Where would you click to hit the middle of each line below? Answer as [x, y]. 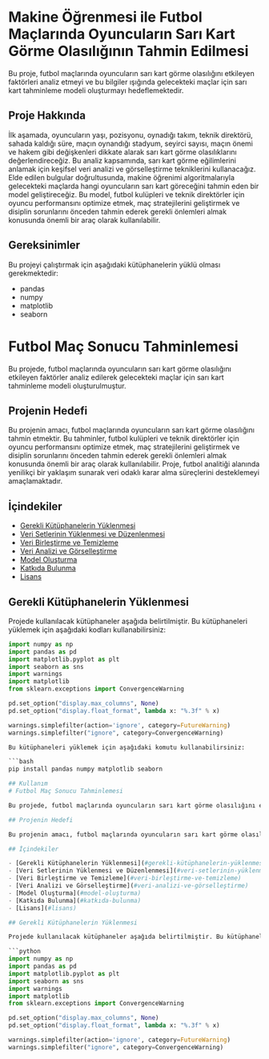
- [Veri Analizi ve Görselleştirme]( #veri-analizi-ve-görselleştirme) [128, 886]
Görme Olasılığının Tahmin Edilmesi [128, 51]
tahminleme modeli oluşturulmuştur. [67, 385]
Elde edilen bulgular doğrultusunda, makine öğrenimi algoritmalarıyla [121, 177]
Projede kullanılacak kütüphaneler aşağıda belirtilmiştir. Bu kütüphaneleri [128, 621]
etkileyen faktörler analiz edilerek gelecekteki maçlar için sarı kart [116, 377]
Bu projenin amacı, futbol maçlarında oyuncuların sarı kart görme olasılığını [131, 430]
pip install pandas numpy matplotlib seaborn [85, 769]
